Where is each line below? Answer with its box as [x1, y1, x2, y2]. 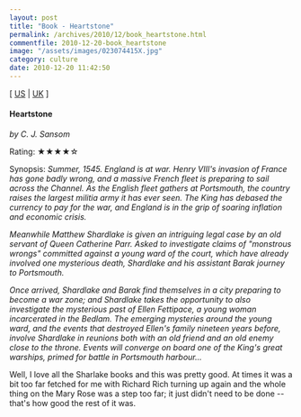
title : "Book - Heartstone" [9, 22, 115, 31]
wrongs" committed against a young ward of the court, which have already [9, 249, 289, 259]
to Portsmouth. [9, 267, 65, 278]
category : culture [9, 55, 78, 64]
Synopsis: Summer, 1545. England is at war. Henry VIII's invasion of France [9, 164, 288, 175]
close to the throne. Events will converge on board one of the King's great [9, 342, 283, 353]
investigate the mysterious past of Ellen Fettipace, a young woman [9, 304, 257, 315]
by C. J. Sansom [9, 129, 70, 140]
